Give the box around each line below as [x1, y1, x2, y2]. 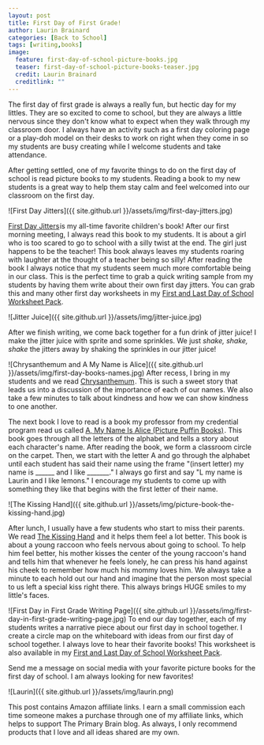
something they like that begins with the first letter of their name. [8, 484, 218, 494]
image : [8, 48, 30, 56]
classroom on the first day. [8, 191, 95, 200]
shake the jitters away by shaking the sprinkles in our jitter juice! [8, 344, 217, 354]
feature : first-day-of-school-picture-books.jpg [15, 56, 178, 64]
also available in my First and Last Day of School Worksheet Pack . [8, 648, 222, 657]
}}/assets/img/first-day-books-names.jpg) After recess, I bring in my [8, 368, 231, 377]
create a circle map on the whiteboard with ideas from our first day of [8, 630, 234, 641]
